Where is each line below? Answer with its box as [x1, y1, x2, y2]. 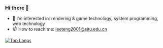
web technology [12, 21, 45, 26]
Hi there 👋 [5, 4, 30, 11]
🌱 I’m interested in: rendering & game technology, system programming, [12, 16, 159, 22]
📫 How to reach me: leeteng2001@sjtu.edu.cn [12, 26, 107, 32]
